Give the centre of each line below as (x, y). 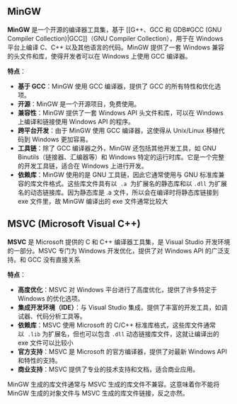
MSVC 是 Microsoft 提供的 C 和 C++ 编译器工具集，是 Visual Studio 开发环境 (119, 242)
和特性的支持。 (39, 360)
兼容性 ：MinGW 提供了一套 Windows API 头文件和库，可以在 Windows (121, 112)
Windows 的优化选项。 (51, 298)
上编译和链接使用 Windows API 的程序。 (76, 121)
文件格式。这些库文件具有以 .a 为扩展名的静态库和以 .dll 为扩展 (132, 183)
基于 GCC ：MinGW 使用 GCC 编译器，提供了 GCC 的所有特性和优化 (116, 86)
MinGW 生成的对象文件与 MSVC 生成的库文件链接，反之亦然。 (98, 393)
